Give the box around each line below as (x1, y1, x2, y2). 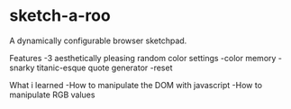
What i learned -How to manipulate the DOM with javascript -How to (9, 79, 263, 90)
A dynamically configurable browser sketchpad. (9, 35, 187, 46)
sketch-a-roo (9, 5, 111, 26)
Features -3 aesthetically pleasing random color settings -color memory (9, 52, 277, 63)
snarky (9, 62, 35, 73)
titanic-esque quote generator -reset (36, 62, 173, 73)
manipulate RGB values (9, 89, 95, 100)
